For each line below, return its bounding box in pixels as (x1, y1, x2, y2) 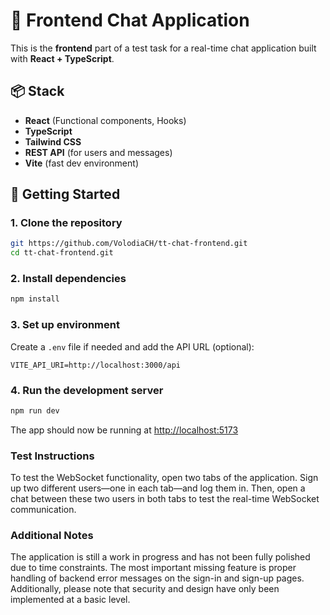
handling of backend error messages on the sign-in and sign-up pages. (10, 572, 305, 584)
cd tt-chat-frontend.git (10, 248, 114, 258)
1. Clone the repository (10, 216, 123, 230)
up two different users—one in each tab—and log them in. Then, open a (10, 482, 306, 494)
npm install (10, 294, 60, 304)
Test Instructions (10, 449, 95, 463)
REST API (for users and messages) (24, 146, 173, 158)
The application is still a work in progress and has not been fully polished (10, 551, 311, 563)
